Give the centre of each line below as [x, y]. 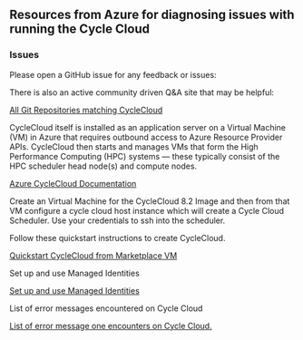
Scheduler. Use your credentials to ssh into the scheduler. [117, 220]
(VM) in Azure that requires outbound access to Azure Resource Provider [146, 137]
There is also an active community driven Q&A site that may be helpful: [142, 92]
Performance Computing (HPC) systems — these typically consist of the [145, 156]
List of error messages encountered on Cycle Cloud [106, 308]
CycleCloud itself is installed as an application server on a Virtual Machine [148, 127]
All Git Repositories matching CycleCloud [86, 110]
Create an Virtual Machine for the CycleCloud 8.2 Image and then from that [150, 201]
